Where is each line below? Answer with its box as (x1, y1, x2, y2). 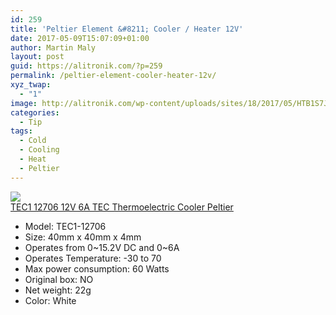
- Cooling (19, 145, 60, 155)
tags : (10, 126, 33, 136)
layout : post (10, 52, 65, 62)
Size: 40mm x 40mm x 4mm (24, 231, 142, 243)
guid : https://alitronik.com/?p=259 (10, 61, 163, 71)
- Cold (19, 136, 47, 146)
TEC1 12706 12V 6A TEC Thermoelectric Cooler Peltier (10, 201, 234, 213)
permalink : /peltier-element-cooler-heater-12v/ (10, 71, 217, 81)
